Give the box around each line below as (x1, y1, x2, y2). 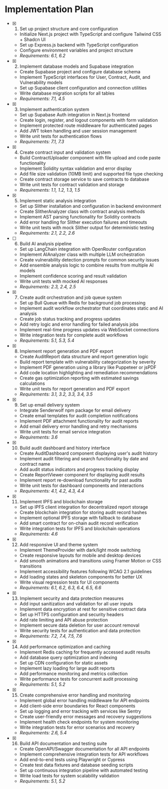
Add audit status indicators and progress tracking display (19, 466, 139, 472)
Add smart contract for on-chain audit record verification (19, 520, 139, 526)
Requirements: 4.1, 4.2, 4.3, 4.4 (19, 488, 85, 494)
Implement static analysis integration (19, 197, 97, 203)
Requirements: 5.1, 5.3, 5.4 (19, 337, 74, 343)
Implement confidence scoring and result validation (19, 273, 127, 279)
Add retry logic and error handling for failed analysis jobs (19, 321, 139, 327)
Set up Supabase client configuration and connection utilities (19, 84, 147, 91)
